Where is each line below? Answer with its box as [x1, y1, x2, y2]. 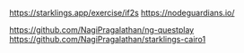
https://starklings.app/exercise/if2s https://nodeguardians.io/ [9, 8, 235, 18]
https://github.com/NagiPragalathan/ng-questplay [9, 25, 195, 34]
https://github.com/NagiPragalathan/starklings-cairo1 [9, 34, 206, 44]
